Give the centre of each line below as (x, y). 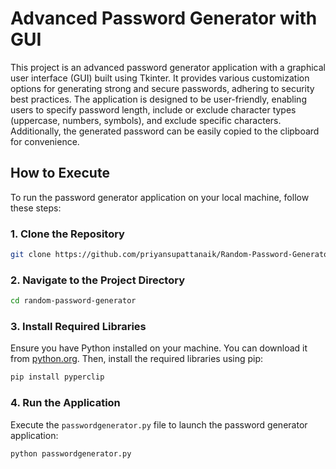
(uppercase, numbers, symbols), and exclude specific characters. (146, 120)
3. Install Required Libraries (78, 327)
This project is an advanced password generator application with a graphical (168, 67)
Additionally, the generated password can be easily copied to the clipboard (165, 131)
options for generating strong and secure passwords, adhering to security (162, 88)
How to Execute (60, 173)
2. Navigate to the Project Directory (98, 280)
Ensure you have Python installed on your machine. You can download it (159, 348)
